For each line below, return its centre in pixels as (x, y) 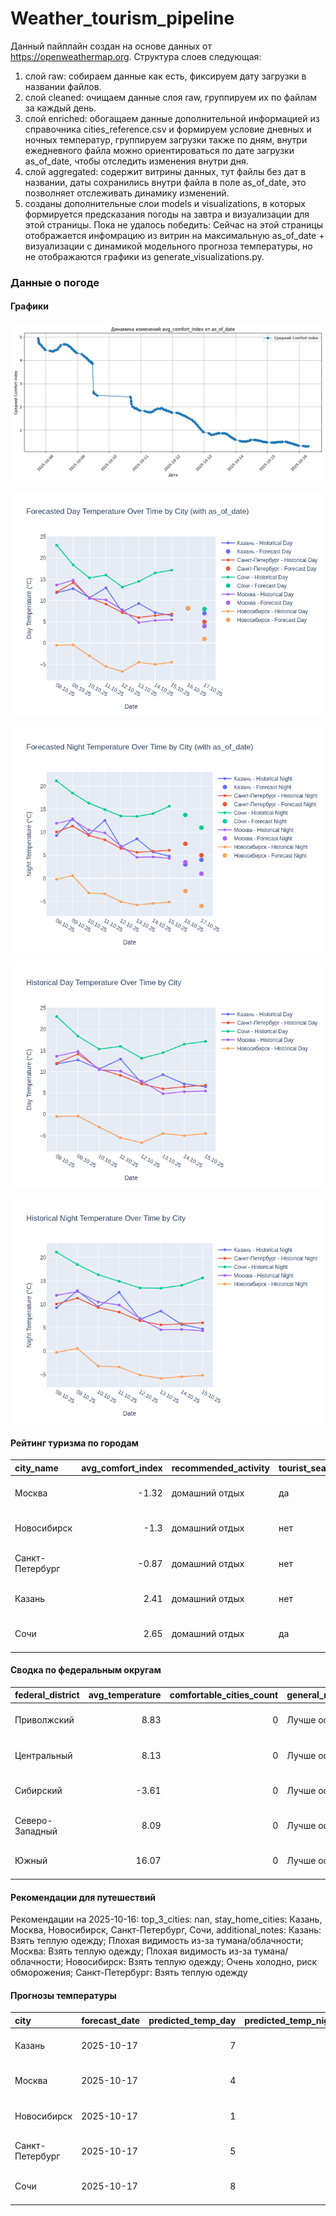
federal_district (47, 1695)
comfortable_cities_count (224, 1695)
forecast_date (111, 2020)
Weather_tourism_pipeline (122, 18)
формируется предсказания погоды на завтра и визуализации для (167, 214)
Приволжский (44, 1720)
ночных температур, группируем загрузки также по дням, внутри (166, 139)
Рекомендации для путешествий (83, 1897)
